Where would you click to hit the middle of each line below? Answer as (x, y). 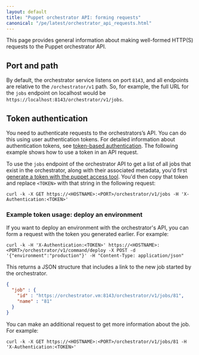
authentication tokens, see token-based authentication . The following (92, 146)
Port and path (32, 66)
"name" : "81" (35, 301)
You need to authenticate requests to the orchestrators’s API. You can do (96, 133)
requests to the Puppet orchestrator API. (56, 46)
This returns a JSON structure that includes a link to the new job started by (99, 267)
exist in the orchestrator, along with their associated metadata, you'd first (97, 170)
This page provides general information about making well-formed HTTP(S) (100, 40)
